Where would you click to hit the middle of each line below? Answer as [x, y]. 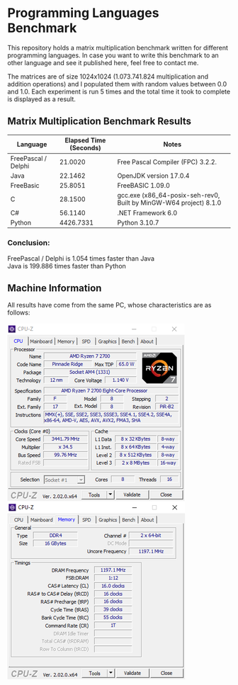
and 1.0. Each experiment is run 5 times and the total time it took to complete [119, 91]
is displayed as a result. [42, 99]
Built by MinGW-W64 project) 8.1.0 [169, 203]
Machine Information [55, 288]
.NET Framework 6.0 [147, 213]
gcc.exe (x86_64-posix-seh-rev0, [169, 196]
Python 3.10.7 [138, 222]
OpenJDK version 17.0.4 [153, 176]
